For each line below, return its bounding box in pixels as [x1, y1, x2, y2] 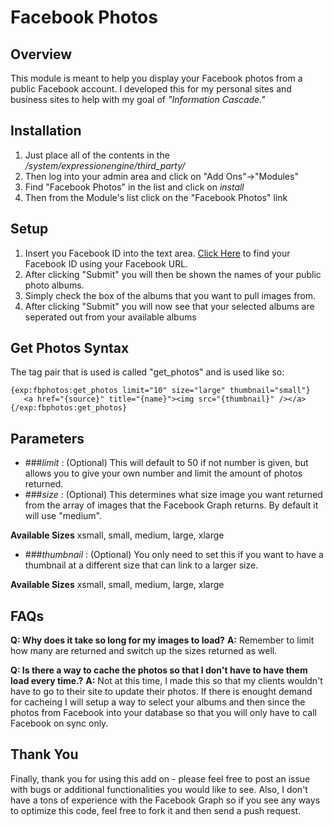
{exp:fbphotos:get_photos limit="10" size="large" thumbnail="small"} [10, 386, 311, 396]
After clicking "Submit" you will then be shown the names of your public [24, 268, 322, 280]
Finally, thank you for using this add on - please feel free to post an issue [10, 772, 311, 785]
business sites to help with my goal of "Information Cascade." [10, 94, 266, 105]
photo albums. [24, 279, 85, 291]
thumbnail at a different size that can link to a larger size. [24, 559, 259, 571]
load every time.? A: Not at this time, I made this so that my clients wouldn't [10, 675, 323, 687]
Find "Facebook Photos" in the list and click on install [24, 181, 245, 193]
